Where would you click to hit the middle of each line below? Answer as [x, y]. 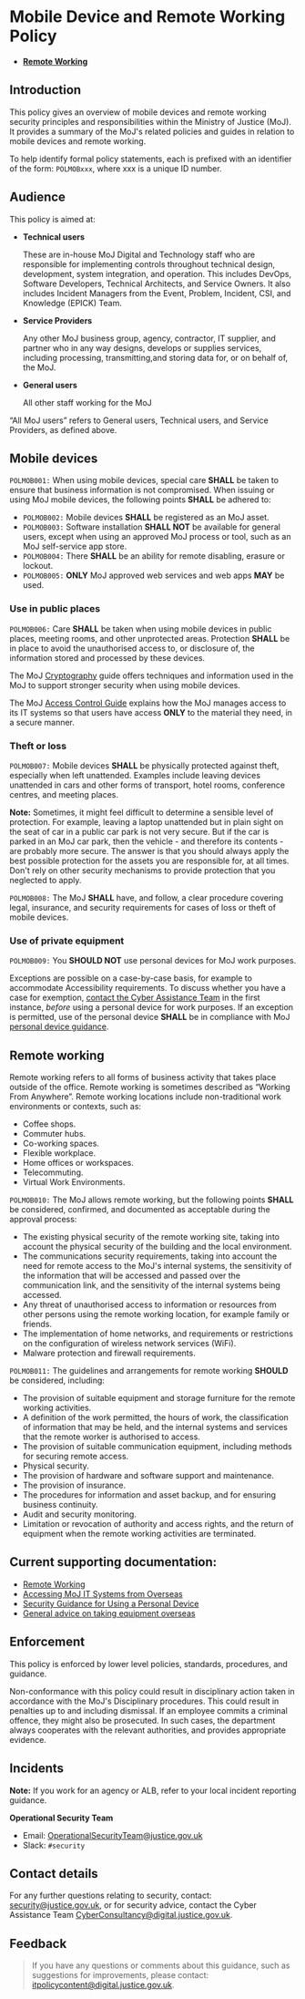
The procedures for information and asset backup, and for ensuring [149, 1495]
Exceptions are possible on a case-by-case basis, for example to [131, 978]
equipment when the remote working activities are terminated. [139, 1534]
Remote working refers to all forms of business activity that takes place [143, 1077]
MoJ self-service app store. [75, 546]
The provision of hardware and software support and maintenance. [148, 1476]
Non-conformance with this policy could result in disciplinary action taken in [152, 1691]
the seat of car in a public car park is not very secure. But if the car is [139, 831]
